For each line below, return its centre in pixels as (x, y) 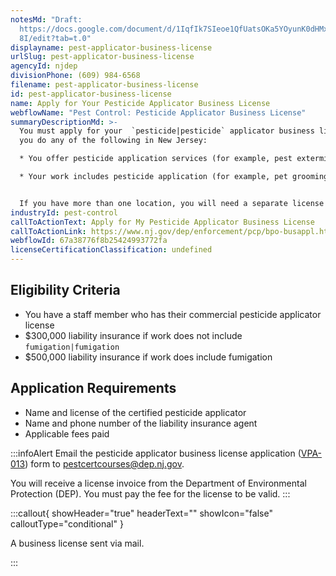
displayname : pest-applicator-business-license (111, 47)
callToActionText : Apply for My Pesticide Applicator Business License (162, 222)
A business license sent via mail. (77, 543)
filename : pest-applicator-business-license (104, 85)
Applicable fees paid (67, 433)
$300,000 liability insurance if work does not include (133, 335)
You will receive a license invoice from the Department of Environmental (158, 483)
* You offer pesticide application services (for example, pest (156, 159)
